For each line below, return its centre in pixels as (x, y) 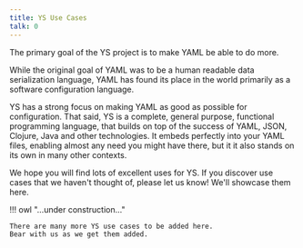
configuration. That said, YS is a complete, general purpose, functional (142, 116)
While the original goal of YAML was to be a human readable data (132, 70)
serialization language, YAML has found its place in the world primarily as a (150, 79)
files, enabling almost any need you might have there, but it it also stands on (152, 145)
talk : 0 (24, 26)
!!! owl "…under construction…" (67, 209)
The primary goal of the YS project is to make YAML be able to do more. (144, 52)
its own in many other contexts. (68, 154)
